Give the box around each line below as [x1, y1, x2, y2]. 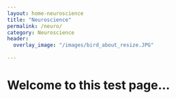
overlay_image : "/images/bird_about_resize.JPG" [13, 42, 154, 48]
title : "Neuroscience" [7, 16, 72, 23]
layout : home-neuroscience [7, 10, 84, 17]
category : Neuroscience [7, 29, 75, 36]
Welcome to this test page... [7, 78, 171, 93]
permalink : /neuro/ [7, 23, 63, 29]
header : [7, 36, 29, 42]
